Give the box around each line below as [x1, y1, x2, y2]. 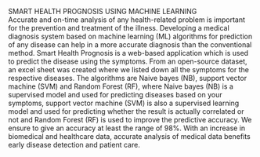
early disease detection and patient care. [8, 141, 141, 149]
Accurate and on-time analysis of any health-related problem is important [8, 15, 245, 24]
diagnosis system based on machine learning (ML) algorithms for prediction [8, 31, 253, 41]
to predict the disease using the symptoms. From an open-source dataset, [8, 57, 248, 66]
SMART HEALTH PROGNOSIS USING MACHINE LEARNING [8, 7, 197, 16]
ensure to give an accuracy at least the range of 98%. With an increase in [8, 123, 246, 133]
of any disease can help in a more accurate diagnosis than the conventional [8, 40, 252, 49]
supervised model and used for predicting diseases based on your [8, 90, 222, 99]
